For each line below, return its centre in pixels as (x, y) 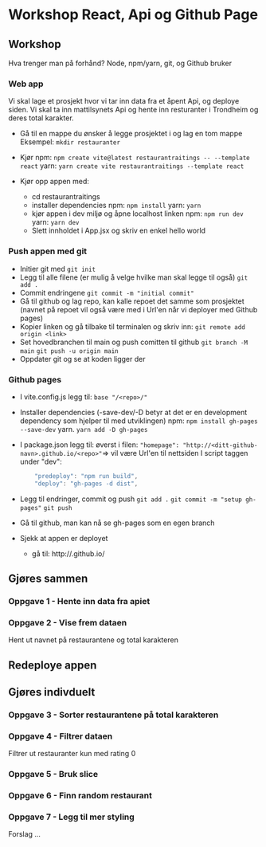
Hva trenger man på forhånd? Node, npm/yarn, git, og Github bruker (120, 63)
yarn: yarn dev (55, 222)
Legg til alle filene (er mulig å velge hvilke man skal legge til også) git (134, 277)
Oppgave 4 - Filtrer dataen (61, 736)
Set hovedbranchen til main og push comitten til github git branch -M (134, 342)
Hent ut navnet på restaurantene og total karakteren (94, 640)
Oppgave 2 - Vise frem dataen (68, 622)
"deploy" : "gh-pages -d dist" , (86, 484)
